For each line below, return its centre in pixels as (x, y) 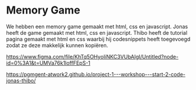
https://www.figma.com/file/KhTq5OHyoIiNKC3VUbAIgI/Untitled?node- (92, 56)
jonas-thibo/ (21, 81)
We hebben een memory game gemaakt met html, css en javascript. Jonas (97, 26)
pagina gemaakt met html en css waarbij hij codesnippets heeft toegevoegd (98, 39)
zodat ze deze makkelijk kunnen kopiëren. (57, 45)
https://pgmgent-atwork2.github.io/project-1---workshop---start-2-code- (96, 74)
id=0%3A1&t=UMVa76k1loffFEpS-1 (48, 63)
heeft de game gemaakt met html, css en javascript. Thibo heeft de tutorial (97, 32)
